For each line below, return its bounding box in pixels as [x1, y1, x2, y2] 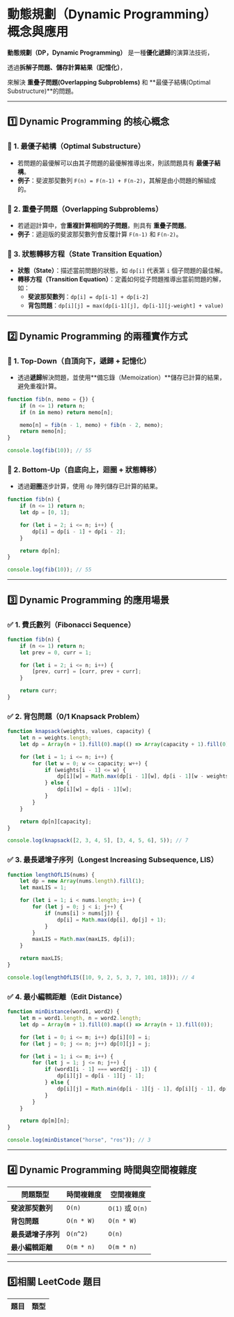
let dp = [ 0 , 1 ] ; [19, 509, 70, 516]
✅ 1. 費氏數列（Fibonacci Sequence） [7, 620, 136, 630]
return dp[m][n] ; [19, 1117, 70, 1125]
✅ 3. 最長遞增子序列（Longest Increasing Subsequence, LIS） [7, 855, 218, 865]
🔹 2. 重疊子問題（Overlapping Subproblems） [7, 204, 163, 214]
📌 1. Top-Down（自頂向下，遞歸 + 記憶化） [7, 356, 151, 365]
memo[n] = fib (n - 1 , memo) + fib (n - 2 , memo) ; [19, 421, 164, 428]
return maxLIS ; [19, 955, 64, 962]
